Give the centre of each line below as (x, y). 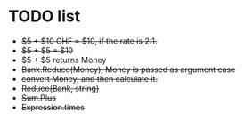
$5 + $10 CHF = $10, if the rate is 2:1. (89, 41)
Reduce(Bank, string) (60, 88)
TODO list (45, 16)
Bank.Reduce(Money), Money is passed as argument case (128, 69)
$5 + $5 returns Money (64, 60)
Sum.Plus (39, 97)
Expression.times (53, 107)
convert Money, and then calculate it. (89, 78)
